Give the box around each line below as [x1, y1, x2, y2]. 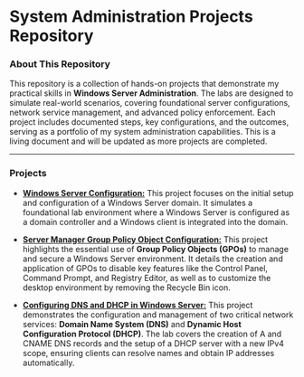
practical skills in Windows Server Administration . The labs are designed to [9, 88, 294, 99]
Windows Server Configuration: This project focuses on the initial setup [22, 187, 294, 198]
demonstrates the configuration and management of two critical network [22, 309, 294, 320]
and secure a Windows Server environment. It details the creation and [22, 253, 283, 264]
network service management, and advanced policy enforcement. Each [9, 107, 276, 118]
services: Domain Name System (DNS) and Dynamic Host [22, 318, 242, 329]
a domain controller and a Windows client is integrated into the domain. [22, 216, 289, 227]
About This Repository [9, 58, 111, 71]
